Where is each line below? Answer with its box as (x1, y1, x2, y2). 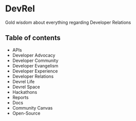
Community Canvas (12, 105, 53, 111)
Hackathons (12, 89, 37, 95)
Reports (12, 94, 29, 100)
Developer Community (12, 58, 59, 63)
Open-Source (12, 110, 41, 116)
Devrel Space (12, 84, 40, 90)
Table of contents (5, 34, 61, 42)
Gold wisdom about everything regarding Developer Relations (5, 19, 132, 25)
